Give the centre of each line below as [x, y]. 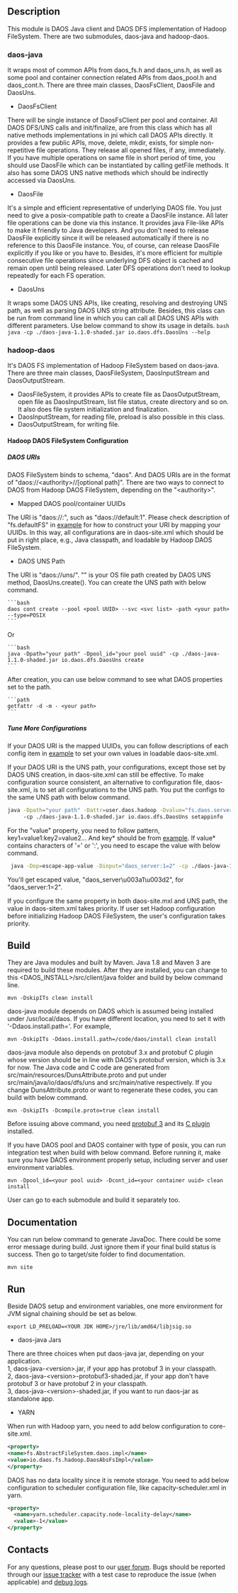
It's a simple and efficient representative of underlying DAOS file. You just [114, 208]
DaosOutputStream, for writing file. [69, 424]
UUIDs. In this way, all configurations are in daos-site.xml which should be [115, 532]
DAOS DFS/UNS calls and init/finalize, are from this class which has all [110, 128]
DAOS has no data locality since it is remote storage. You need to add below [118, 1480]
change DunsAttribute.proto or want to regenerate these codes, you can [113, 1090]
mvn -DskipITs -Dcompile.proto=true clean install [84, 1111]
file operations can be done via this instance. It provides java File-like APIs [116, 223]
